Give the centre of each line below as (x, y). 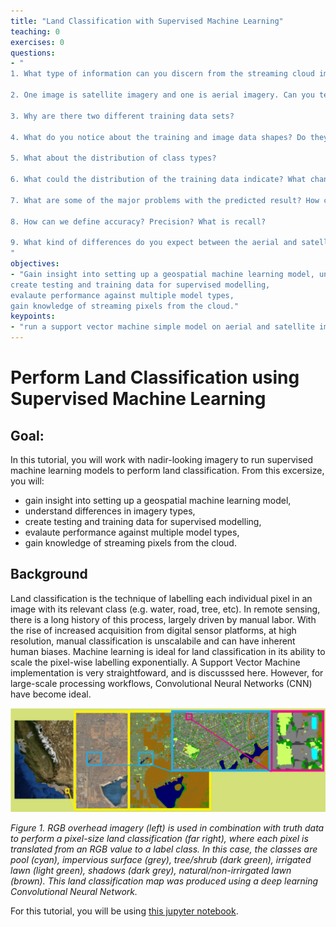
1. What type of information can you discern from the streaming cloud (162, 74)
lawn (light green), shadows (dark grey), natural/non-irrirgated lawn (151, 871)
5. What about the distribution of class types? (113, 158)
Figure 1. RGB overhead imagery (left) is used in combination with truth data (167, 828)
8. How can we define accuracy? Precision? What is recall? (138, 221)
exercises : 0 (37, 42)
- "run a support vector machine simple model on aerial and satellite (162, 327)
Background (49, 574)
